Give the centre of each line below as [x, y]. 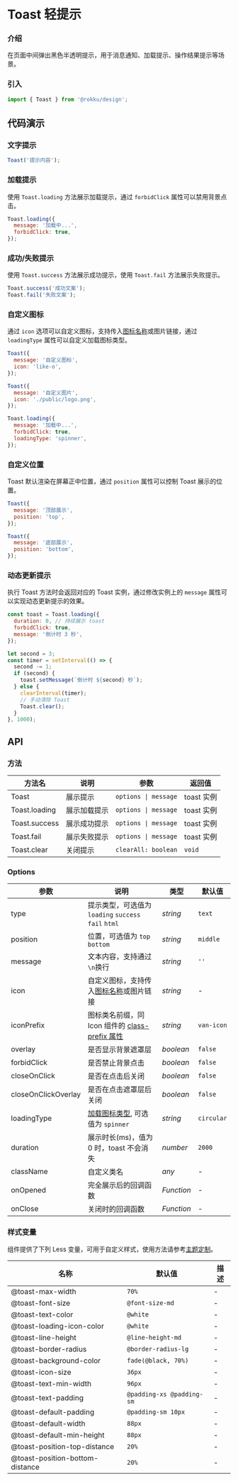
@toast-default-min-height [58, 1435]
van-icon [212, 1025]
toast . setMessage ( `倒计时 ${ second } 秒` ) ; [81, 680]
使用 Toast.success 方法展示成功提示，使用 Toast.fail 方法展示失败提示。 [116, 275]
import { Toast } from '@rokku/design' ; [68, 99]
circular [212, 1118]
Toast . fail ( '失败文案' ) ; [42, 295]
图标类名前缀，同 [116, 1015]
